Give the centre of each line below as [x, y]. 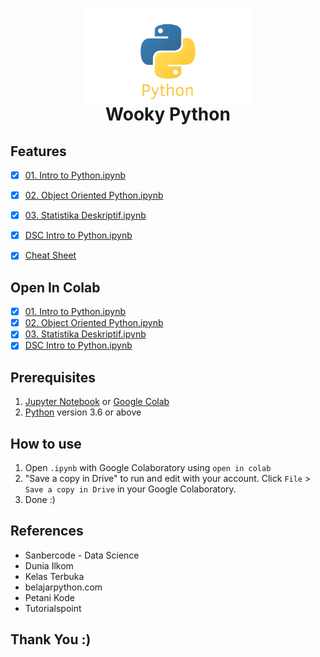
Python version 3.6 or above [83, 412]
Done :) [40, 500]
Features [38, 151]
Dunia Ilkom [49, 565]
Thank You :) [51, 639]
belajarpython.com [63, 587]
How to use [46, 443]
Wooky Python [168, 114]
